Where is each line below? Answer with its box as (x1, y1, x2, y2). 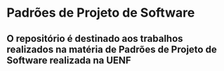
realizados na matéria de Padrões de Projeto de (6, 43, 217, 55)
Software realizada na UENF (6, 54, 131, 66)
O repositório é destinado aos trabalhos (6, 33, 183, 45)
